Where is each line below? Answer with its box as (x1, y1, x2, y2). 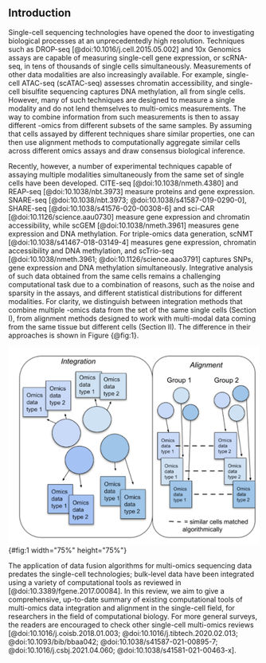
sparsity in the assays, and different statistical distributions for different (8, 288, 242, 298)
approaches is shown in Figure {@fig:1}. (8, 330, 139, 340)
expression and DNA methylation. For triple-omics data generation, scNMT (8, 228, 253, 238)
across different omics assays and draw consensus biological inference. (8, 146, 245, 155)
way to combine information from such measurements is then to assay (8, 111, 240, 122)
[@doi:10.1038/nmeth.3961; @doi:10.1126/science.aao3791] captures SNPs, (8, 254, 253, 263)
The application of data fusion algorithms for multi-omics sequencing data (8, 560, 252, 570)
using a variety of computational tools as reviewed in (8, 577, 182, 587)
